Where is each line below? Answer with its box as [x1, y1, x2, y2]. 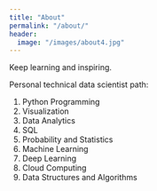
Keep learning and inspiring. [9, 62, 113, 73]
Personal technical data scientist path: [9, 79, 149, 90]
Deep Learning [21, 153, 77, 164]
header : [9, 29, 38, 38]
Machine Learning [21, 144, 89, 155]
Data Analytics [21, 115, 75, 126]
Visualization [21, 106, 69, 116]
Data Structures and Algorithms [21, 172, 137, 183]
